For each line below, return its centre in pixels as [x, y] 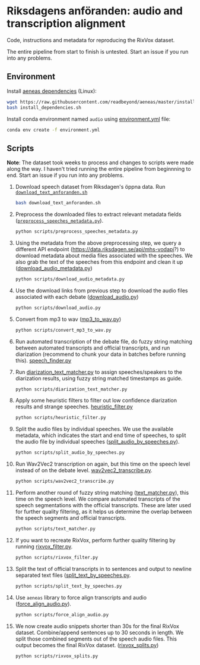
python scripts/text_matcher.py [55, 529]
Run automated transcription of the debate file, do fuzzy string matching [104, 341]
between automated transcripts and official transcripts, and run [93, 348]
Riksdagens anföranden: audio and [95, 11]
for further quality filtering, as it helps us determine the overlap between [104, 512]
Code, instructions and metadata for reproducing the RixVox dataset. [91, 40]
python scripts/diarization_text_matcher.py [71, 389]
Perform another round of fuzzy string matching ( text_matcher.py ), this [102, 493]
